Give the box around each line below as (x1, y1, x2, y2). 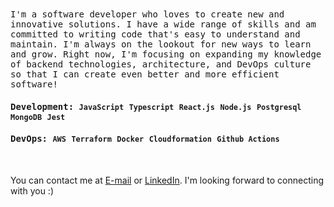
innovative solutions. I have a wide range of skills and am (10, 19, 317, 30)
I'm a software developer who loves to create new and (10, 9, 285, 20)
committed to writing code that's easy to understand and (10, 29, 301, 40)
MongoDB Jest (10, 112, 66, 122)
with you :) (10, 184, 54, 197)
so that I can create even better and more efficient (10, 69, 280, 80)
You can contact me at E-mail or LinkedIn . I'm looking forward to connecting (10, 174, 325, 186)
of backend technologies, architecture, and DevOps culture (10, 59, 312, 70)
